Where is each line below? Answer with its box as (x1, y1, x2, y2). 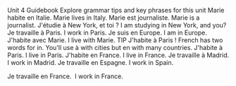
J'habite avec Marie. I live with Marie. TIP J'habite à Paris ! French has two (7, 36, 223, 44)
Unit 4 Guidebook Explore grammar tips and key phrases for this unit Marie (7, 6, 225, 14)
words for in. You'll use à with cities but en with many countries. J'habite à (7, 44, 223, 51)
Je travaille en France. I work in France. (7, 72, 123, 80)
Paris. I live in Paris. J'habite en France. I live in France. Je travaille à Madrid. (7, 51, 230, 59)
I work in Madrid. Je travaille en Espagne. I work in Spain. (7, 59, 174, 66)
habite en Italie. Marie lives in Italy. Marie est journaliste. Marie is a (7, 13, 200, 22)
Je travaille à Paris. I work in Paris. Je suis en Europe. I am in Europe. (7, 28, 208, 37)
